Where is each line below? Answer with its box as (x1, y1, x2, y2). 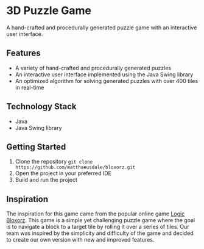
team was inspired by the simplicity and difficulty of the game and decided (6, 229, 194, 237)
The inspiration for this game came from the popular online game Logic (6, 210, 185, 217)
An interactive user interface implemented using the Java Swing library (15, 71, 194, 78)
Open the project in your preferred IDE (15, 170, 111, 177)
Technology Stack (6, 101, 77, 112)
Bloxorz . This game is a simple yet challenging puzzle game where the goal (6, 217, 195, 224)
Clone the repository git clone (15, 158, 93, 165)
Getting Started (6, 142, 66, 152)
